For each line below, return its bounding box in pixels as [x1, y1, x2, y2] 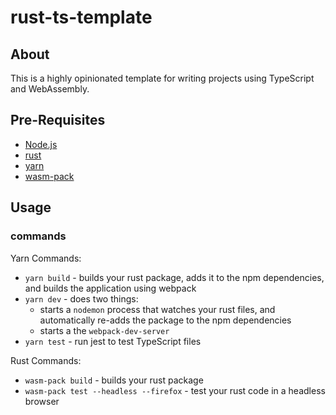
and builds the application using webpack [24, 282, 197, 294]
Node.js [24, 138, 58, 150]
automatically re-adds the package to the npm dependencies [39, 314, 292, 326]
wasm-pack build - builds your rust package [24, 374, 204, 386]
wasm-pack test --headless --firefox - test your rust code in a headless [24, 384, 326, 396]
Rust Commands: [10, 354, 82, 366]
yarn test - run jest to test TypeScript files [24, 335, 202, 347]
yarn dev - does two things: [24, 292, 139, 305]
